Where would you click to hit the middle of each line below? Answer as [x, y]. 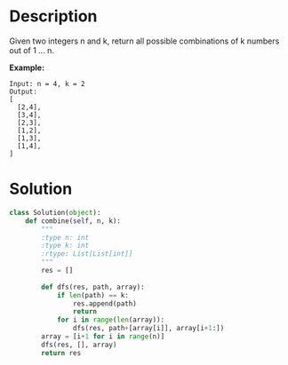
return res [61, 353]
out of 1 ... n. [32, 50]
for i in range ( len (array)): [111, 320]
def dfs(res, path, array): [93, 287]
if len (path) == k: [92, 295]
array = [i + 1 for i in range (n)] [103, 337]
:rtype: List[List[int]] [87, 254]
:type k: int [65, 246]
